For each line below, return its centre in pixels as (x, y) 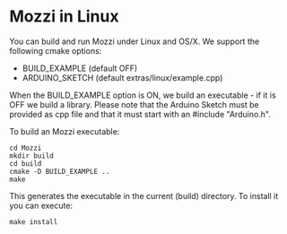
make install (34, 221)
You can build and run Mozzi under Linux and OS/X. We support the (135, 41)
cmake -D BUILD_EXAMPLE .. (60, 171)
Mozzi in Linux (64, 17)
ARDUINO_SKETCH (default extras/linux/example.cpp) (122, 77)
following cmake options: (56, 50)
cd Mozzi (26, 148)
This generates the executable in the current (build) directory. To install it (144, 195)
